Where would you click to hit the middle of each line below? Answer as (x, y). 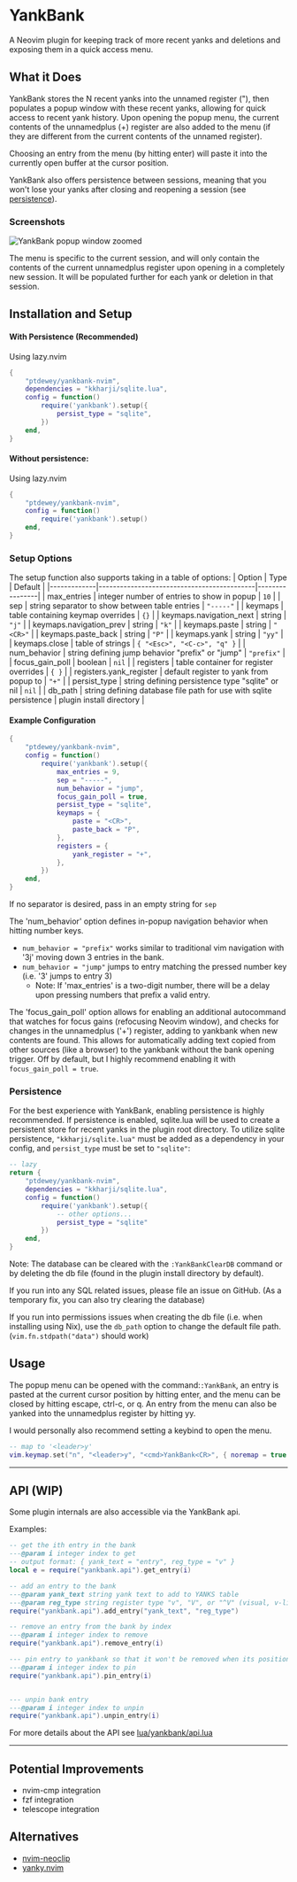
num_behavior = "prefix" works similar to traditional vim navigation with (153, 948)
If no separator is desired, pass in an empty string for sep (113, 904)
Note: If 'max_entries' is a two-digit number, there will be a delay (152, 986)
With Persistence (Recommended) (74, 337)
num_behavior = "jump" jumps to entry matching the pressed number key (154, 967)
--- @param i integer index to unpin (76, 1708)
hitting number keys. (46, 931)
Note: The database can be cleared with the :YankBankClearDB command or (146, 1264)
